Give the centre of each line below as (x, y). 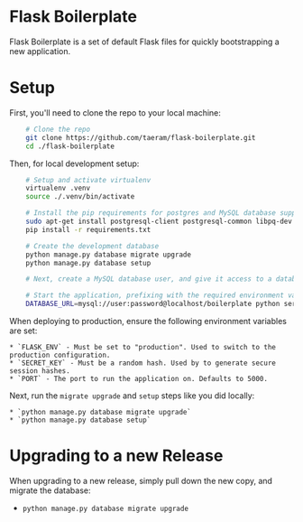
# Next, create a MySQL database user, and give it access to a (149, 279)
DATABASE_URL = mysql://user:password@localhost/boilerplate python (153, 304)
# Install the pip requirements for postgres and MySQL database (151, 213)
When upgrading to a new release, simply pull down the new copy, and (141, 480)
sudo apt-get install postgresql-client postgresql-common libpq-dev (159, 221)
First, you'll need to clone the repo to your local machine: (115, 112)
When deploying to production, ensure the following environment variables (148, 321)
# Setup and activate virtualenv (88, 180)
